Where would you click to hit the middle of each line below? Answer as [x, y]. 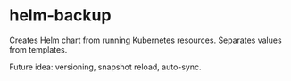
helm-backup [60, 16]
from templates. [38, 49]
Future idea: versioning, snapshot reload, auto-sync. [106, 67]
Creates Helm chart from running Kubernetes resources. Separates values [146, 40]
